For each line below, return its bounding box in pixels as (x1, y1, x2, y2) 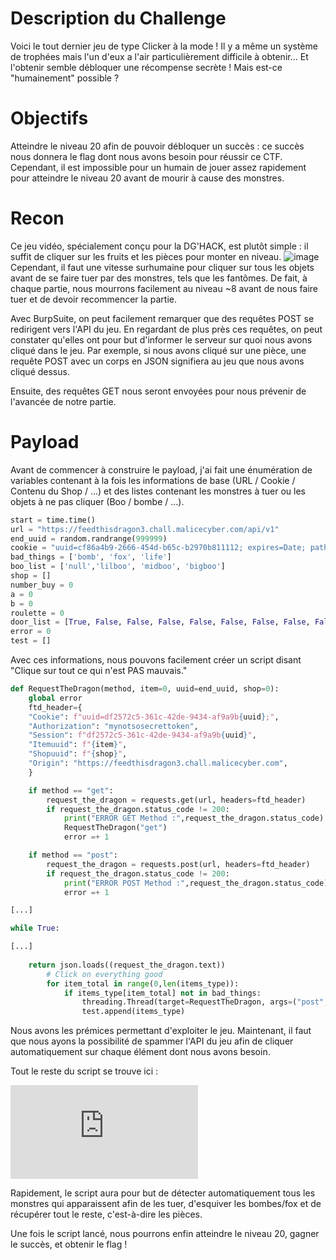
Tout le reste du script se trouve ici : (10, 1065, 159, 1077)
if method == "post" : (28, 850, 118, 860)
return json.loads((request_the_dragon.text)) (28, 960, 226, 970)
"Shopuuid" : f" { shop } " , (28, 749, 128, 759)
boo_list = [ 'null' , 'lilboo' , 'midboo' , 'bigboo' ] (10, 562, 226, 572)
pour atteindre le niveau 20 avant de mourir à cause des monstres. (10, 172, 285, 184)
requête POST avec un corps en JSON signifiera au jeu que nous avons (10, 355, 305, 367)
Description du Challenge (10, 7, 227, 30)
